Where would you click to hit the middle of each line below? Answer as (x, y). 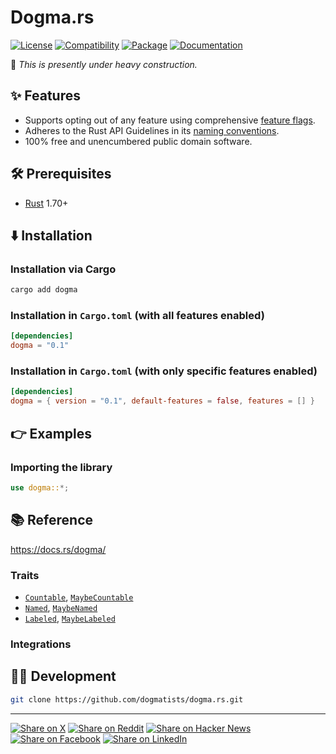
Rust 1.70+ (46, 203)
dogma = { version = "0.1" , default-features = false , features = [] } (162, 401)
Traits (25, 575)
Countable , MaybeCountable (79, 597)
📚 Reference (51, 520)
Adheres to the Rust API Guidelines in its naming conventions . (152, 130)
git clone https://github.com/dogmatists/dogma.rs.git (127, 699)
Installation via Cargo (63, 269)
